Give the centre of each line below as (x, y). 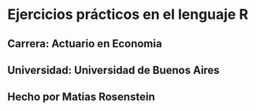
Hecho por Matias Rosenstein (81, 97)
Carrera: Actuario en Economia (85, 44)
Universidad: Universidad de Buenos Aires (113, 70)
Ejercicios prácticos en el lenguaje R (128, 15)
